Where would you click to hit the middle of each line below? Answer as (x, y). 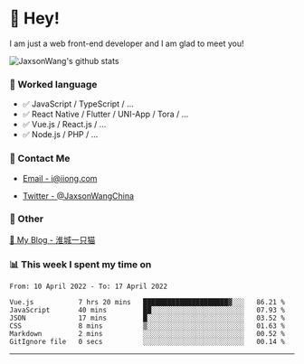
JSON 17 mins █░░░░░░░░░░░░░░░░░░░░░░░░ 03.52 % (147, 318)
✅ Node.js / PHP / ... (60, 135)
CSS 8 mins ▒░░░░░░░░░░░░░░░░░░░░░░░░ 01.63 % (147, 326)
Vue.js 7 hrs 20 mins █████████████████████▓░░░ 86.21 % (147, 303)
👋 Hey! (35, 19)
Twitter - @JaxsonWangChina (78, 196)
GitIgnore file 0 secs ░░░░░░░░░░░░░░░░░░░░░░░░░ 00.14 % (147, 342)
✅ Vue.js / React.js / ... (64, 125)
